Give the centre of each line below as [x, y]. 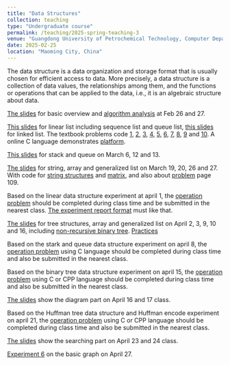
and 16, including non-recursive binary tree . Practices [83, 231]
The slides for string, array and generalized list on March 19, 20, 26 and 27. [113, 168]
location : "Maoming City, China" [55, 52]
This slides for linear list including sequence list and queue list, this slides [111, 127]
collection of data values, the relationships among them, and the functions [112, 86]
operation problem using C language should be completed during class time [114, 251]
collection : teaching [38, 20]
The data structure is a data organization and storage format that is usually [112, 71]
